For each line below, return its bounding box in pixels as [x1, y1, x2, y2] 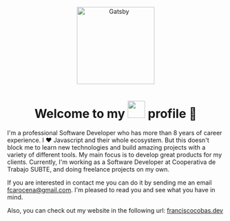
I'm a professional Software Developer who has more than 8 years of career [7, 128, 222, 137]
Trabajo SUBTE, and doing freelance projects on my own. [7, 165, 170, 173]
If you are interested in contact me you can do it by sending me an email [7, 178, 212, 187]
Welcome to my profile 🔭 [34, 106, 198, 121]
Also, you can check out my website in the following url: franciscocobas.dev [7, 206, 224, 214]
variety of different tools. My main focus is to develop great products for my [7, 150, 222, 159]
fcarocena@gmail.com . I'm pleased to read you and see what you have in [7, 185, 216, 194]
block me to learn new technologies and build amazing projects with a [7, 143, 206, 151]
